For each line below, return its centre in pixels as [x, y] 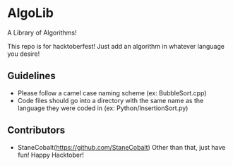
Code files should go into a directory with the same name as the [110, 100]
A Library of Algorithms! [42, 32]
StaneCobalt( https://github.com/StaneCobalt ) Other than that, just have [121, 147]
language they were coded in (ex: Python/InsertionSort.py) [103, 108]
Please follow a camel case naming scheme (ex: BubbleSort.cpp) [112, 93]
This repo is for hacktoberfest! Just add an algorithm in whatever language [116, 46]
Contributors [36, 130]
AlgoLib [31, 13]
